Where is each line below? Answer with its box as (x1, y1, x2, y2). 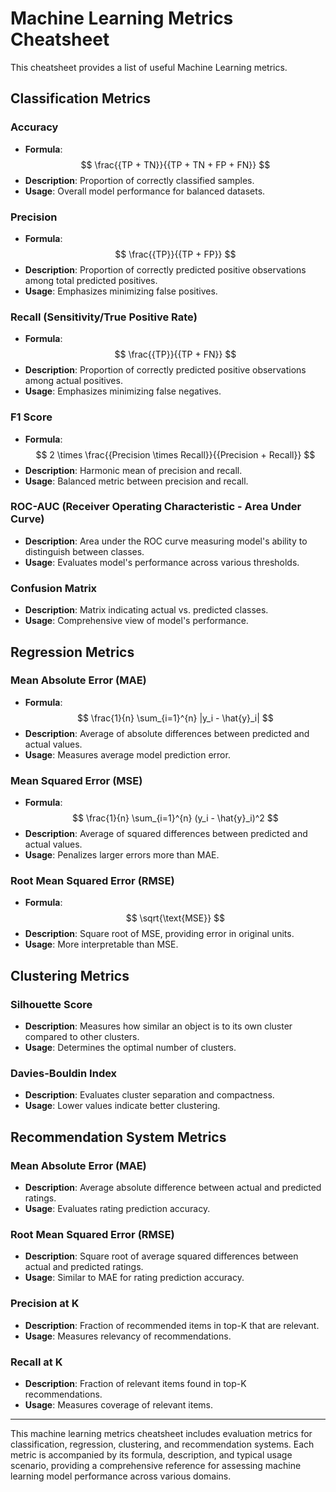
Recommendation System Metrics (10, 1128, 227, 1146)
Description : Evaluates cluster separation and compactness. (24, 1089, 275, 1101)
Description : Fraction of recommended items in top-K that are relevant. (24, 1319, 320, 1331)
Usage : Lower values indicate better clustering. (24, 1100, 221, 1112)
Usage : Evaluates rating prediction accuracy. (24, 1203, 211, 1215)
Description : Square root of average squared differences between (24, 1250, 299, 1262)
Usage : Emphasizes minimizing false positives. (24, 285, 218, 297)
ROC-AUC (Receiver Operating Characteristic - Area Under (10, 500, 302, 514)
